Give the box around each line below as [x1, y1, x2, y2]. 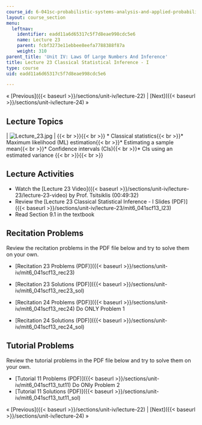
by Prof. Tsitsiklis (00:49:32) [69, 191, 139, 199]
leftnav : [11, 25, 34, 32]
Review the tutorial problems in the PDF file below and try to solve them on [6, 357, 191, 364]
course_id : [6, 8, 34, 15]
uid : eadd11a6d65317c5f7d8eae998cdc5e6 [6, 71, 106, 77]
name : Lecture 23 [17, 37, 61, 43]
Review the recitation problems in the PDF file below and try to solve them [6, 244, 189, 251]
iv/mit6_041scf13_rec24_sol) [14, 323, 85, 330]
